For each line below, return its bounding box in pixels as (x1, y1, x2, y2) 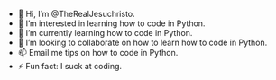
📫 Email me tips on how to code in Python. (17, 48, 179, 58)
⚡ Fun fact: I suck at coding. (17, 61, 123, 71)
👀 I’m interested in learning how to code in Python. (17, 18, 206, 29)
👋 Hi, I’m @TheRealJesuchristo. (17, 9, 135, 19)
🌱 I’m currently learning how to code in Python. (17, 28, 193, 38)
